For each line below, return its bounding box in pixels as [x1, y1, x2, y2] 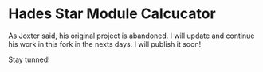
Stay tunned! [8, 55, 50, 64]
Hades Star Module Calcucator [8, 5, 217, 23]
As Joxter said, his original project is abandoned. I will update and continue [8, 31, 255, 40]
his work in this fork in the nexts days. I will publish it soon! [8, 39, 202, 48]
